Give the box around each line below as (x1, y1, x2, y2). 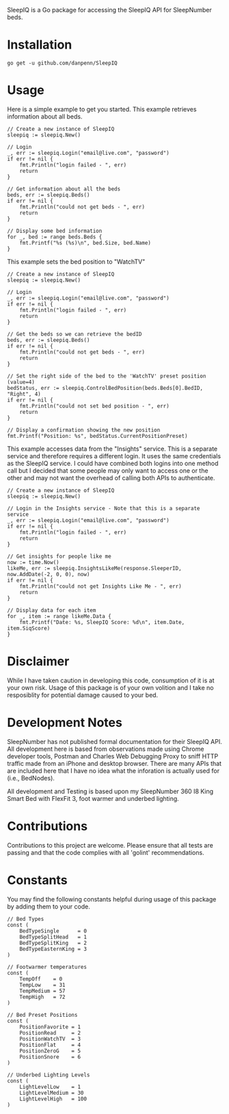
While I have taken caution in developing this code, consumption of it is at (7, 676, 215, 684)
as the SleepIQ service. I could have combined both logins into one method (7, 459, 219, 467)
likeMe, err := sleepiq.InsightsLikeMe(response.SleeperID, (7, 565, 183, 571)
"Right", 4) (7, 391, 41, 397)
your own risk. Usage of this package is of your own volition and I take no (7, 683, 214, 691)
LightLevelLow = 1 (19, 1083, 81, 1090)
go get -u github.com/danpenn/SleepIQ (7, 60, 118, 66)
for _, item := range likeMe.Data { (7, 612, 111, 619)
